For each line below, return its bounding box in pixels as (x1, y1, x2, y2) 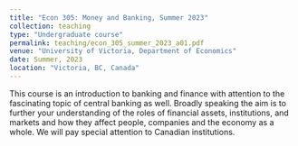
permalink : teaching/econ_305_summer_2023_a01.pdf (9, 38, 205, 48)
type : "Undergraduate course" (9, 30, 124, 39)
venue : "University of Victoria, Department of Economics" (9, 47, 237, 56)
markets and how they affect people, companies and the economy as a (9, 116, 274, 127)
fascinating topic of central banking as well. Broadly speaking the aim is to (9, 97, 287, 108)
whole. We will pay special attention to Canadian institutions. (9, 126, 236, 137)
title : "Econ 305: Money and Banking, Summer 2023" (9, 13, 208, 23)
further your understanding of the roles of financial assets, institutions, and (9, 107, 290, 118)
